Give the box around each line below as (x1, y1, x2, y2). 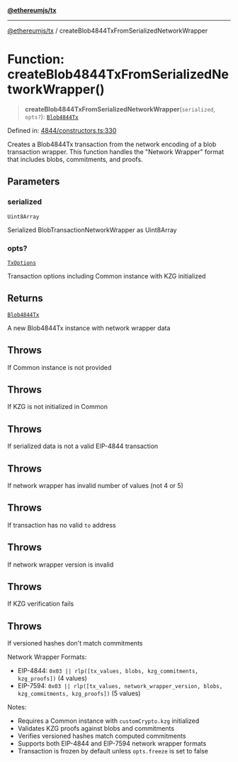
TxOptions (7, 259, 37, 266)
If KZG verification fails (7, 599, 74, 608)
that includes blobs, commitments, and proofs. (7, 155, 143, 163)
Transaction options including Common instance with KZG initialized (7, 271, 206, 280)
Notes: (7, 703, 27, 712)
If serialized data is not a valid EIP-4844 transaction (7, 442, 159, 450)
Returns (7, 293, 44, 305)
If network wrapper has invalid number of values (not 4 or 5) (7, 481, 184, 489)
